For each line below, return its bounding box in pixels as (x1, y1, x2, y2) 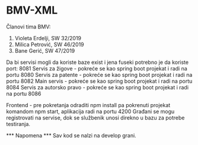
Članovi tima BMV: (6, 23, 51, 30)
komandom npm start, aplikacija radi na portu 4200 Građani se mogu (6, 108, 175, 115)
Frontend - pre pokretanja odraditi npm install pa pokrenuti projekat (6, 101, 171, 108)
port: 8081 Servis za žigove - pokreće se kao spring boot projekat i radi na (6, 65, 188, 72)
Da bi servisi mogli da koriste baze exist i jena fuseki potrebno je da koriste (6, 59, 189, 66)
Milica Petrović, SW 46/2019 (14, 41, 84, 48)
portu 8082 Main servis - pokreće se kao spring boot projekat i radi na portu (6, 78, 193, 85)
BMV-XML (6, 4, 58, 17)
